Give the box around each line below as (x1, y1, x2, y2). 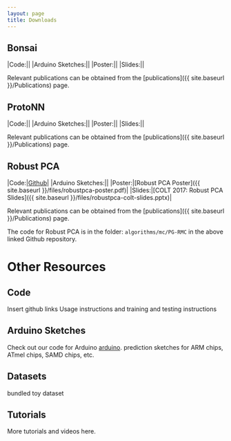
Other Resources (7, 259, 106, 275)
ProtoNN (7, 101, 45, 113)
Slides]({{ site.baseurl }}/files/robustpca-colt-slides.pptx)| (7, 193, 172, 201)
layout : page (7, 10, 45, 17)
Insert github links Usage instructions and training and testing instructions (7, 305, 217, 313)
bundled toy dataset (7, 388, 64, 397)
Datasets (7, 370, 47, 382)
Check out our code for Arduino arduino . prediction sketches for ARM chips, (7, 343, 223, 351)
